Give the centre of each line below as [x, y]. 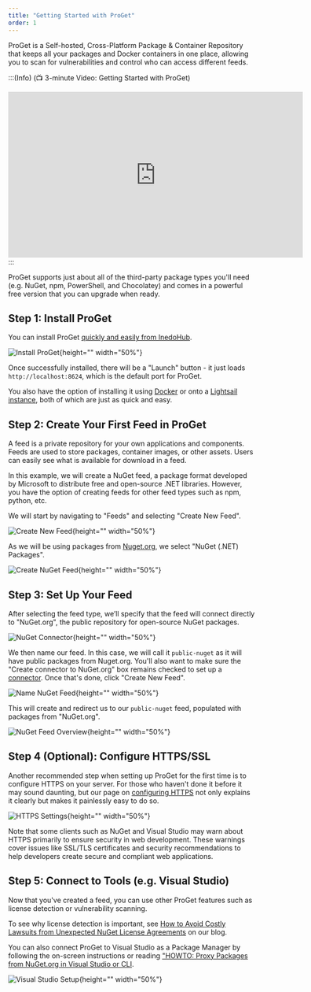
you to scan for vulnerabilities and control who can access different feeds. [128, 62]
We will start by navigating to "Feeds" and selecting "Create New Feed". [124, 516]
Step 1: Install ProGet [60, 318]
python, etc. [27, 501]
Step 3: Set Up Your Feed [70, 595]
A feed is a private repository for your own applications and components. [126, 444]
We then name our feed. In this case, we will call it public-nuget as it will [125, 652]
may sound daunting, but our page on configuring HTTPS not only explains [129, 792]
